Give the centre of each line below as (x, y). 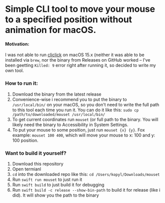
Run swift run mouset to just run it (47, 179)
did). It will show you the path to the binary (56, 195)
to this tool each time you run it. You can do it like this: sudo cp (75, 110)
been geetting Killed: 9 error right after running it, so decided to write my (81, 66)
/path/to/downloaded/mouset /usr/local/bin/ (59, 114)
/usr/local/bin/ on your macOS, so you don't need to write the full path (86, 104)
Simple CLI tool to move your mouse (80, 9)
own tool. (15, 70)
